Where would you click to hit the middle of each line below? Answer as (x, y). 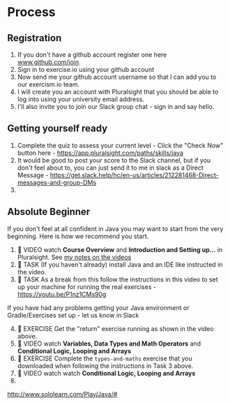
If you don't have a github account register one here (92, 54)
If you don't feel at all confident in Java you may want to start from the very (115, 228)
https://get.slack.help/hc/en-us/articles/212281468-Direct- (135, 175)
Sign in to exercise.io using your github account (86, 69)
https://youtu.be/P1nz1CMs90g (62, 294)
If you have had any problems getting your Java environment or (98, 307)
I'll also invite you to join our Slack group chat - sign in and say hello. (116, 106)
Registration (34, 38)
